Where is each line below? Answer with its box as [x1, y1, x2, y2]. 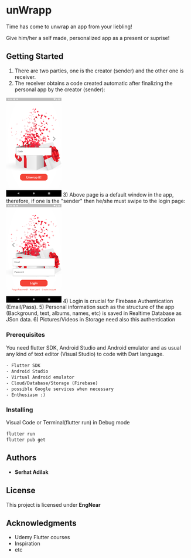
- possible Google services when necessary [6, 386, 114, 392]
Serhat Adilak [14, 469, 49, 476]
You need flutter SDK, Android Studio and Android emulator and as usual [6, 344, 182, 351]
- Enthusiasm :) [6, 392, 46, 398]
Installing [6, 406, 33, 414]
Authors [6, 453, 37, 463]
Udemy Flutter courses [14, 534, 70, 541]
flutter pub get [6, 437, 46, 443]
